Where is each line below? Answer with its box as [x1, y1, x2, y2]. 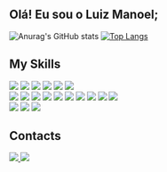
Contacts [9, 128, 62, 143]
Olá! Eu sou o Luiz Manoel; [9, 7, 159, 22]
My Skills [9, 57, 61, 72]
